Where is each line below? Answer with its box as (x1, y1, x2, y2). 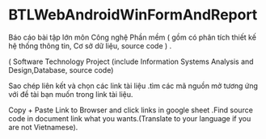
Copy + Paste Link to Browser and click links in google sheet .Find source (8, 105, 253, 115)
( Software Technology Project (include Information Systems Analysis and (8, 57, 254, 66)
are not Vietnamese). (8, 122, 78, 132)
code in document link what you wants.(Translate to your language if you (8, 113, 251, 123)
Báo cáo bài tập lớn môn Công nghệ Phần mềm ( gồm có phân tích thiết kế (8, 32, 257, 42)
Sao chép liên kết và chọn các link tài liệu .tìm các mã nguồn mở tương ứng (8, 81, 259, 91)
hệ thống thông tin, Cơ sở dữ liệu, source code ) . (8, 40, 172, 50)
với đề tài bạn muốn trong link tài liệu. (8, 89, 133, 99)
